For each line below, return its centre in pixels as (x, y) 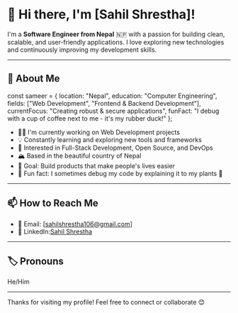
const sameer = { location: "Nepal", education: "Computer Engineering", (112, 96)
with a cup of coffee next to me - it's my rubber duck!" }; (90, 118)
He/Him (18, 282)
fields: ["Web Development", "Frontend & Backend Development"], (104, 103)
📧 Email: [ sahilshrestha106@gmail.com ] (75, 224)
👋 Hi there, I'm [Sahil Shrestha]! (101, 15)
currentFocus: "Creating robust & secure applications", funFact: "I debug (113, 111)
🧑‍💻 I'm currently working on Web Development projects (99, 132)
